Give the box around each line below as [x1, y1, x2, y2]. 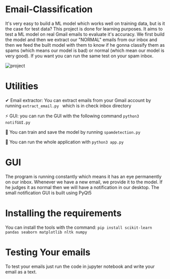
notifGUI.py [5, 120, 30, 125]
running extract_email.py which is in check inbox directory [5, 103, 131, 109]
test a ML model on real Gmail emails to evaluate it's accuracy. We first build [5, 31, 165, 37]
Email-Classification [5, 4, 93, 15]
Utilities [5, 80, 39, 92]
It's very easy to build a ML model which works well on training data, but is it [5, 20, 165, 26]
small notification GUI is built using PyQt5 [5, 190, 92, 196]
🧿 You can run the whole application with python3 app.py [5, 139, 124, 145]
